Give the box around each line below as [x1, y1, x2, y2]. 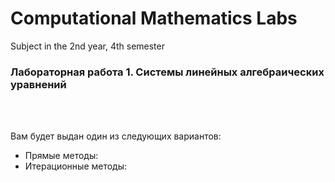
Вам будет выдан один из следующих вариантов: [10, 130, 222, 142]
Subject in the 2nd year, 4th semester [10, 40, 165, 52]
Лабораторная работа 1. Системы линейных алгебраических [10, 65, 325, 79]
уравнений [10, 77, 67, 91]
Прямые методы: [24, 150, 99, 162]
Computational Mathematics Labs [10, 7, 298, 30]
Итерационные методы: [24, 160, 128, 172]
